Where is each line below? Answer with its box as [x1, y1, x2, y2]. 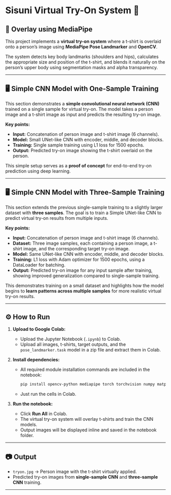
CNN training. [12, 479, 42, 485]
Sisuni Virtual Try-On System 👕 [5, 5, 139, 16]
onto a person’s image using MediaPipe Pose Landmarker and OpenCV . [5, 44, 158, 50]
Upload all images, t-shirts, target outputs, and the [20, 341, 126, 347]
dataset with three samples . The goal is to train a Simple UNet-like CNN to [5, 210, 162, 216]
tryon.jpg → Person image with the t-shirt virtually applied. [12, 469, 137, 475]
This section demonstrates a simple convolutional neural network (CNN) [5, 100, 160, 106]
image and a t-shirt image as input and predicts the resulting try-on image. [5, 111, 161, 118]
